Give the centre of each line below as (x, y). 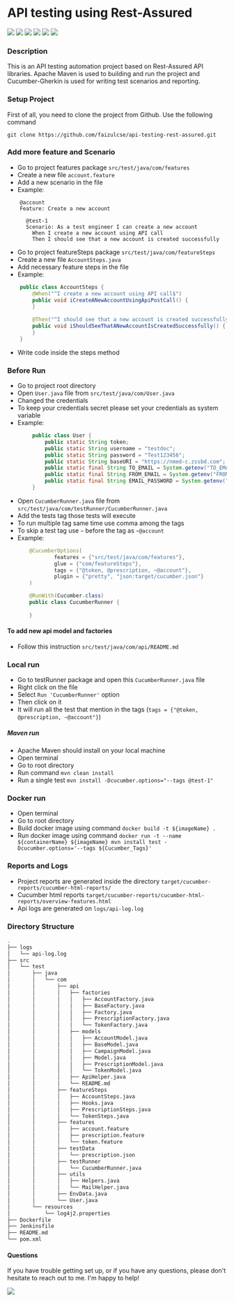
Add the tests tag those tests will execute (76, 515)
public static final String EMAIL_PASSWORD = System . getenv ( (135, 481)
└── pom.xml (24, 1240)
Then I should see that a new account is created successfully (126, 239)
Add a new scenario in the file (60, 182)
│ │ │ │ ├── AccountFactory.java (81, 999)
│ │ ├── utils (46, 1174)
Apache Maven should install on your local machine (91, 750)
